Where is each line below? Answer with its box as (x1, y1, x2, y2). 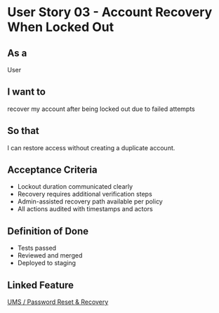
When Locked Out (7, 19, 114, 35)
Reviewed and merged (17, 251, 83, 260)
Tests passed (17, 244, 57, 253)
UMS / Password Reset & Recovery (7, 298, 109, 306)
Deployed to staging (17, 259, 76, 267)
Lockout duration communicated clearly (17, 182, 133, 191)
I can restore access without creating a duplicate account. (7, 143, 175, 152)
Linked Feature (7, 279, 74, 291)
